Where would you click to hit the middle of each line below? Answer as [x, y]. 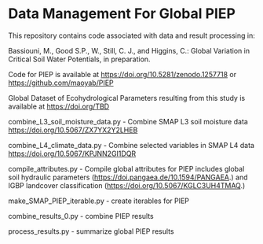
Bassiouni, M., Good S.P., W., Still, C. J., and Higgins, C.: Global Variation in [129, 50]
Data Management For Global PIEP [122, 14]
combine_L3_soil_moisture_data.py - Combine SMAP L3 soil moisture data [128, 121]
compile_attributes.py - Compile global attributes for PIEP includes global [126, 168]
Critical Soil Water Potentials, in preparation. [79, 59]
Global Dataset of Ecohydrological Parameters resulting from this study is [127, 98]
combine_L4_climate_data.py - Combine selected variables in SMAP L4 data [131, 145]
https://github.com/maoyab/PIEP [61, 83]
